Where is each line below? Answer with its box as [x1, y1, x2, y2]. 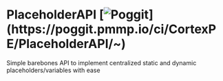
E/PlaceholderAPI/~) [6, 36, 127, 51]
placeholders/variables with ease [6, 66, 100, 74]
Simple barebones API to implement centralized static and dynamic [6, 58, 197, 67]
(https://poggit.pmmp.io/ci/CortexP [6, 21, 217, 37]
